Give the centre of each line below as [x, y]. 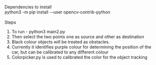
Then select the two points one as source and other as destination [78, 37]
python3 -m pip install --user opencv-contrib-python [57, 12]
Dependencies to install [28, 7]
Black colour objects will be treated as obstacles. [61, 42]
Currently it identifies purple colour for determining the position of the [81, 47]
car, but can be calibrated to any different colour [60, 52]
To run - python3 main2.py [38, 32]
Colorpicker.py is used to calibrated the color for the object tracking [79, 57]
